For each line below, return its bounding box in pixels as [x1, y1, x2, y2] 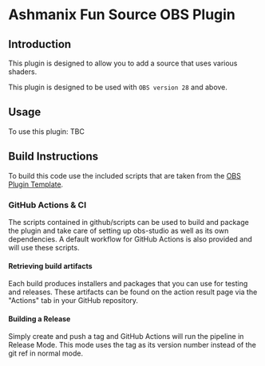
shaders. [8, 67, 38, 77]
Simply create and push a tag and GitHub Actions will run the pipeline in [8, 332, 244, 341]
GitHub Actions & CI [8, 199, 87, 211]
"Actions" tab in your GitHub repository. [8, 296, 138, 305]
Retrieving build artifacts [8, 261, 93, 270]
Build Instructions [8, 150, 99, 163]
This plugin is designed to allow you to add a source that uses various [8, 58, 238, 68]
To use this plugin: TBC [8, 126, 85, 136]
